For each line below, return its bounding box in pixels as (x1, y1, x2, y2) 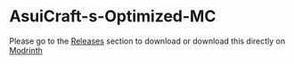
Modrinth (9, 44, 43, 55)
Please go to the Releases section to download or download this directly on (9, 36, 286, 46)
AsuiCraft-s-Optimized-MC (9, 6, 216, 27)
